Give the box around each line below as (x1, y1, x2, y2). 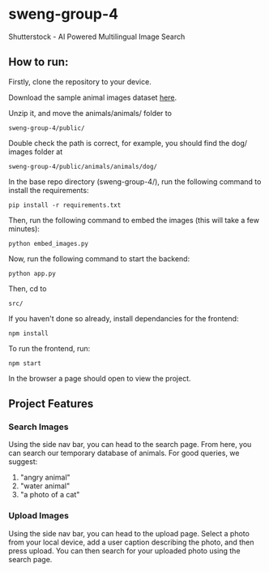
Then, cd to (8, 283, 47, 293)
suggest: (8, 457, 38, 467)
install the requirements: (8, 185, 89, 195)
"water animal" (19, 481, 70, 491)
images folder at (8, 147, 63, 157)
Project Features (8, 397, 94, 411)
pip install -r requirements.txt (8, 200, 122, 209)
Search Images (8, 421, 69, 432)
